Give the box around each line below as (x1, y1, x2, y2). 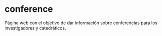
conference (4, 3, 53, 15)
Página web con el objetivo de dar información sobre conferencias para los (4, 20, 158, 26)
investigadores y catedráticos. (4, 25, 66, 31)
